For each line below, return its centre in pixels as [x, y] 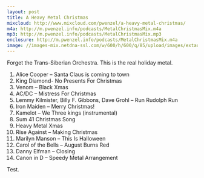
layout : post [23, 12]
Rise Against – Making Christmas [57, 132]
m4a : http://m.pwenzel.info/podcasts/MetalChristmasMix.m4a [84, 29]
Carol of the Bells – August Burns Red [62, 145]
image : [15, 46]
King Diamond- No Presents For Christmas [69, 81]
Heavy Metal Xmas [39, 126]
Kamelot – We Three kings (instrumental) [66, 113]
